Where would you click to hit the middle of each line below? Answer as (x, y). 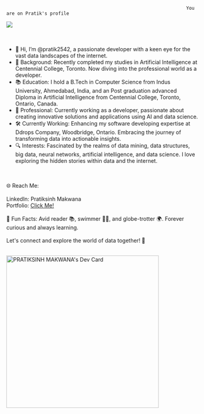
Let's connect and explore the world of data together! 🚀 (76, 241)
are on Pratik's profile (38, 13)
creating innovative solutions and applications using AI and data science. (107, 116)
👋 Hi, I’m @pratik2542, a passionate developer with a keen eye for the (103, 49)
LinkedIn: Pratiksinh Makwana (44, 199)
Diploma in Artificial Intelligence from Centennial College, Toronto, (98, 97)
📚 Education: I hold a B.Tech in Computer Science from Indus (93, 82)
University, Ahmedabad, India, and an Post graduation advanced (96, 91)
